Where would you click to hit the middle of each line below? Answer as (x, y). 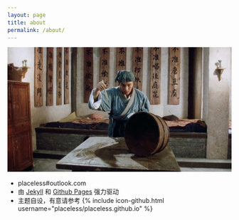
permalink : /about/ (36, 30)
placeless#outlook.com (52, 183)
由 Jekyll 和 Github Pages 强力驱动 (68, 192)
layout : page (27, 15)
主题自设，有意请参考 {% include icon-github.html (91, 200)
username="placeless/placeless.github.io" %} (85, 208)
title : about (27, 22)
